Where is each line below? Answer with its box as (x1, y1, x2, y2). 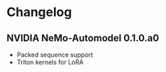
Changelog (6, 4, 72, 20)
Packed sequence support (16, 50, 93, 59)
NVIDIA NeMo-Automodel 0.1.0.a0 (6, 32, 159, 44)
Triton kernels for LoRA (16, 58, 84, 66)
